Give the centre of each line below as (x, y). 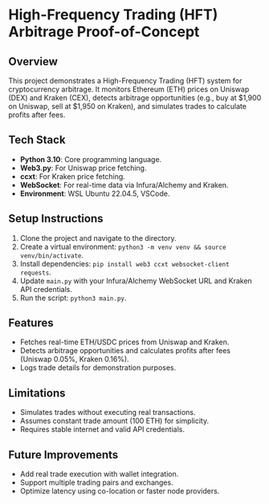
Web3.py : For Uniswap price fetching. (83, 168)
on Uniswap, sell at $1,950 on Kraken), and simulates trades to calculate (128, 106)
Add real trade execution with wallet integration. (99, 474)
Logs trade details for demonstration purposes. (98, 368)
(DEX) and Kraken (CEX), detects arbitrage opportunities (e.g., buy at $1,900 (135, 98)
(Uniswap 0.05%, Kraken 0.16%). (75, 360)
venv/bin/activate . (52, 255)
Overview (33, 61)
